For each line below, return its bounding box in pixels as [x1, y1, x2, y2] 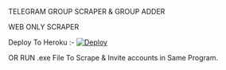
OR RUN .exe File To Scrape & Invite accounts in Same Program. [8, 53, 219, 62]
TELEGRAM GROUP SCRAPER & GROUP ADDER [8, 7, 166, 16]
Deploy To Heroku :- [8, 37, 75, 47]
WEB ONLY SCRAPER [8, 22, 80, 31]
